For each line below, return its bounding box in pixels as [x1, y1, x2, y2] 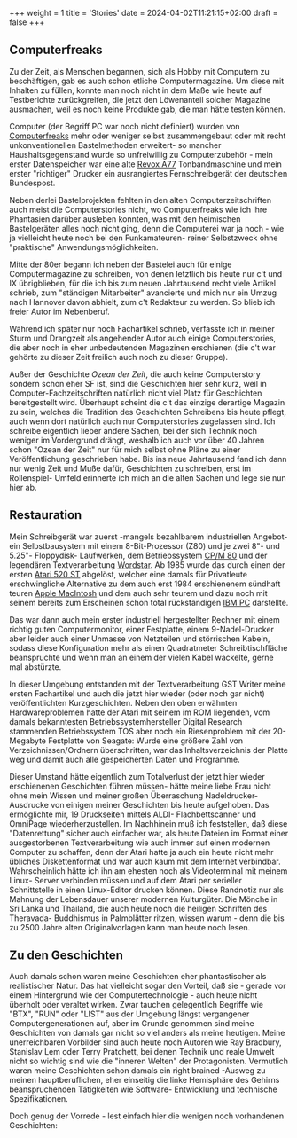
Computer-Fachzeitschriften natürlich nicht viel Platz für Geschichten [9, 388, 262, 398]
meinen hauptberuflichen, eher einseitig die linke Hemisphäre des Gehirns [9, 1075, 280, 1086]
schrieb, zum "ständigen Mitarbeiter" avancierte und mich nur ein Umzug [9, 287, 277, 298]
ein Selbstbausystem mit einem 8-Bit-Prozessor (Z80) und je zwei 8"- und [9, 540, 281, 551]
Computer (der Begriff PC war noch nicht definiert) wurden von [9, 121, 241, 131]
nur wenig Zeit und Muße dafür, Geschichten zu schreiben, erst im [9, 463, 252, 474]
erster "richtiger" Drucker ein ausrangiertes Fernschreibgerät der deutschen [9, 168, 288, 178]
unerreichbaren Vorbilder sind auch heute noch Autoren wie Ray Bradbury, [9, 1037, 282, 1048]
